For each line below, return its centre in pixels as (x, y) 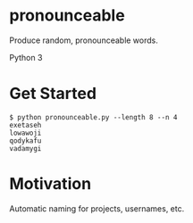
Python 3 (26, 57)
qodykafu (25, 140)
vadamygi (25, 148)
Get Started (53, 94)
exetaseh (25, 125)
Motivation (50, 184)
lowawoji (25, 133)
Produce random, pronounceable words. (84, 40)
